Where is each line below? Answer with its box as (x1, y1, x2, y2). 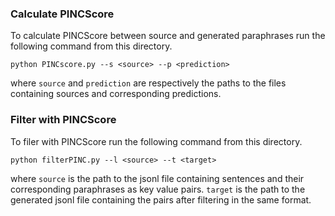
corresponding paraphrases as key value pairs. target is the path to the (10, 183, 306, 195)
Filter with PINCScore (10, 113, 117, 127)
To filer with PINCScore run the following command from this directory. (10, 135, 303, 147)
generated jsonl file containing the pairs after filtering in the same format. (10, 193, 312, 206)
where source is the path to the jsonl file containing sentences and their (10, 172, 305, 184)
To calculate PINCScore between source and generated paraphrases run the (10, 30, 326, 42)
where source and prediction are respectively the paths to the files (10, 77, 287, 89)
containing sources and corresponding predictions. (10, 88, 222, 100)
